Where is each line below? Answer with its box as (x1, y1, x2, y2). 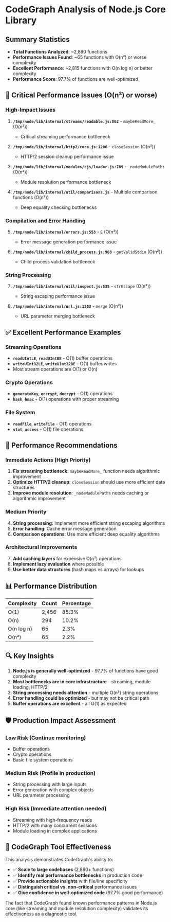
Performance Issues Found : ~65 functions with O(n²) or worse (12, 54, 147, 60)
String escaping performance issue (20, 293, 96, 299)
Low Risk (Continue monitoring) (5, 734, 86, 741)
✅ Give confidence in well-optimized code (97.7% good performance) (12, 889, 163, 896)
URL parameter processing (12, 792, 70, 799)
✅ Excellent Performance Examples (5, 328, 121, 336)
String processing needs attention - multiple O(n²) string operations (12, 689, 159, 696)
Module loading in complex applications (12, 827, 98, 834)
